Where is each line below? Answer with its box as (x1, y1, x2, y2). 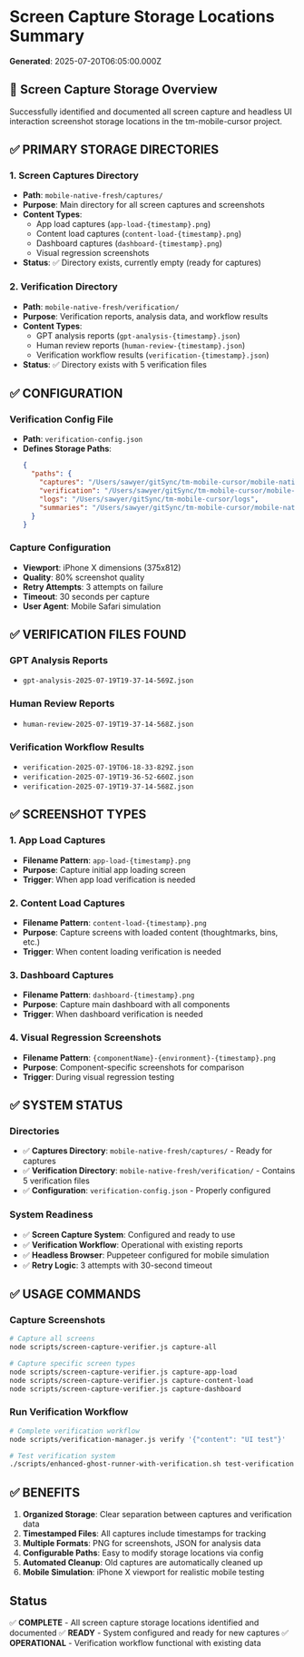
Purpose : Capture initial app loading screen (22, 864, 186, 875)
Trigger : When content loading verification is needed (22, 946, 221, 956)
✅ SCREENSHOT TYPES (9, 807, 147, 822)
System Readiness (9, 1209, 93, 1221)
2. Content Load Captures (9, 897, 125, 909)
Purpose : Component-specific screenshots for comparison (22, 1062, 245, 1073)
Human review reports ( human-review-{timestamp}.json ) (35, 339, 246, 350)
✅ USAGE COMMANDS (9, 1286, 142, 1301)
